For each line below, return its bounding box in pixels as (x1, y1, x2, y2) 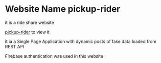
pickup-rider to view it (5, 29, 50, 35)
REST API (5, 43, 24, 49)
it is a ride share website (5, 20, 54, 25)
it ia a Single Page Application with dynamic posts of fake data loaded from (5, 38, 157, 44)
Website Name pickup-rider (5, 3, 120, 15)
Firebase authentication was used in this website (5, 53, 104, 59)
